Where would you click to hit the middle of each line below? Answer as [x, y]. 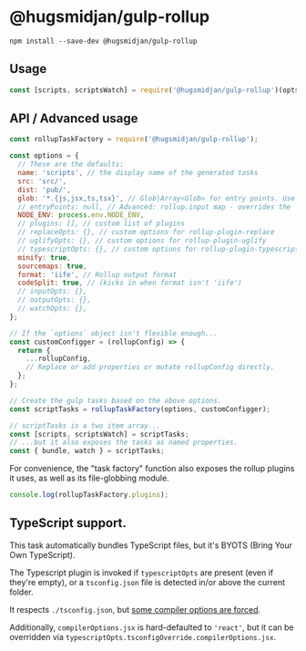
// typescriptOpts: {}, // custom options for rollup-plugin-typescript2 [160, 249]
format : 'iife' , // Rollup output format [97, 274]
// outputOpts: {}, [55, 300]
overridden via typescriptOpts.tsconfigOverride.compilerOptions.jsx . [143, 636]
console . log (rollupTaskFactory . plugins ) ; [89, 495]
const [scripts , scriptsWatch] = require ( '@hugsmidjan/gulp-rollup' [142, 90]
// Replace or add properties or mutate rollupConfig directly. [150, 367]
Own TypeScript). [42, 554]
